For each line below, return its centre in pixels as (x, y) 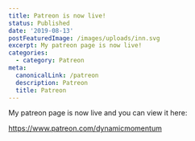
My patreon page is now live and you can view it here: (98, 113)
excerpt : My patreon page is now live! (75, 46)
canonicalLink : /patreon (57, 75)
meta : (17, 68)
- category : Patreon (50, 61)
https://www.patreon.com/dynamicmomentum (85, 128)
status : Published (39, 23)
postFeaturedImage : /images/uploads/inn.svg (84, 38)
